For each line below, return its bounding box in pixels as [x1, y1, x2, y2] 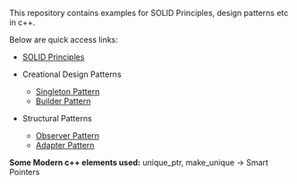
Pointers [9, 167, 40, 177]
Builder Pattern [35, 96, 91, 106]
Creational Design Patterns [21, 69, 123, 79]
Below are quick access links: [9, 35, 119, 45]
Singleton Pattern [35, 87, 100, 96]
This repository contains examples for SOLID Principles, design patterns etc [9, 8, 289, 18]
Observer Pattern [35, 130, 100, 141]
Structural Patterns [21, 113, 92, 123]
